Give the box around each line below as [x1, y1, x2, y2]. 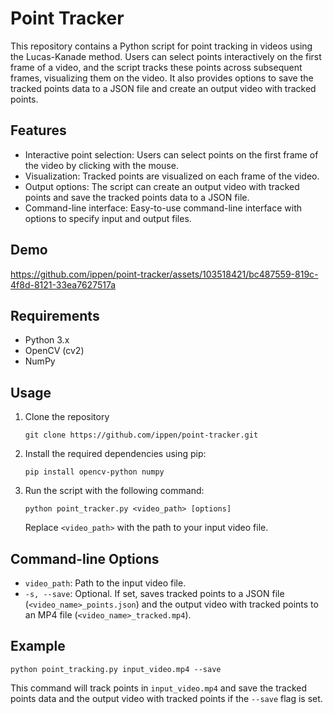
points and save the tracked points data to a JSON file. [24, 191, 250, 203]
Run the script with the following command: [24, 485, 205, 497]
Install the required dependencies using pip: [24, 448, 207, 460]
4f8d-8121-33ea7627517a [10, 278, 117, 291]
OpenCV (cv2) [24, 345, 85, 357]
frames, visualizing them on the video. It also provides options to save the [10, 72, 314, 84]
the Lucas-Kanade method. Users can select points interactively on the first [10, 50, 322, 62]
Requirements [10, 307, 100, 324]
